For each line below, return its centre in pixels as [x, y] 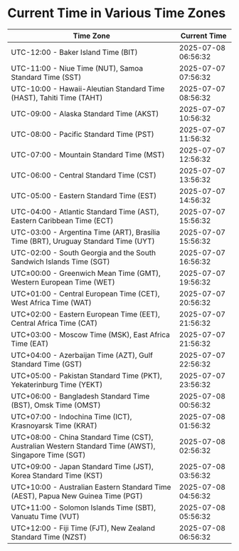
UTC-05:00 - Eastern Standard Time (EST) [84, 195]
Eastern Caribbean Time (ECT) [62, 220]
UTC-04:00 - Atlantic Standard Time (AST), [85, 212]
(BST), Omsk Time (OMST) [56, 405]
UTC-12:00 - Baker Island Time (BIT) [74, 52]
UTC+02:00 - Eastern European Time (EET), [85, 314]
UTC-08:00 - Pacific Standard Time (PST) [83, 134]
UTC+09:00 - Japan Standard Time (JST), [83, 466]
